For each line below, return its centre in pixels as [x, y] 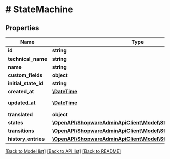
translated [20, 114]
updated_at [22, 103]
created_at [21, 92]
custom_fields [25, 75]
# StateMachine [39, 9]
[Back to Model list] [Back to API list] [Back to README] [63, 151]
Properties [22, 28]
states [16, 122]
